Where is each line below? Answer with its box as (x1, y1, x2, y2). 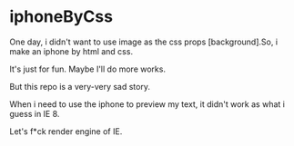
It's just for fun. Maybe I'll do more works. (9, 63, 167, 74)
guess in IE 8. (9, 108, 60, 119)
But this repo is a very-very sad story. (9, 81, 150, 92)
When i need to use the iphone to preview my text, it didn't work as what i (9, 98, 285, 110)
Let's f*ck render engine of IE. (9, 125, 123, 137)
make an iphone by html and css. (9, 45, 134, 56)
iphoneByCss (9, 6, 114, 27)
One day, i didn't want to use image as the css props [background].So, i (9, 36, 279, 47)
